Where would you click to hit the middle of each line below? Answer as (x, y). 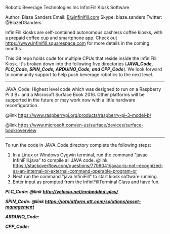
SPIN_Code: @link (25, 202)
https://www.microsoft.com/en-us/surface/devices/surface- (81, 125)
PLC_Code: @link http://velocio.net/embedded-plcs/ (62, 192)
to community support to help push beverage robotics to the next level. (79, 75)
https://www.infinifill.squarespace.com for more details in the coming (77, 43)
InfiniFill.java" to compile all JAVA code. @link (60, 160)
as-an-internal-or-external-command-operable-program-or (75, 171)
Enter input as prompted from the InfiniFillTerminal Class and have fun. (86, 182)
